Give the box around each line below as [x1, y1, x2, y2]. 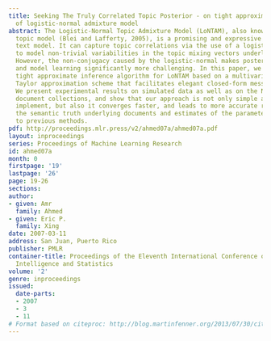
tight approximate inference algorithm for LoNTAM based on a [15, 72, 229, 80]
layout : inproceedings [8, 132, 85, 140]
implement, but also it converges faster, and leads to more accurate [15, 102, 258, 110]
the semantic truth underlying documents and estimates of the [15, 110, 232, 118]
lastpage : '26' [8, 170, 60, 178]
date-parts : [15, 290, 56, 298]
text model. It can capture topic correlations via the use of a [15, 42, 240, 50]
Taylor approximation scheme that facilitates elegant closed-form [15, 79, 248, 87]
